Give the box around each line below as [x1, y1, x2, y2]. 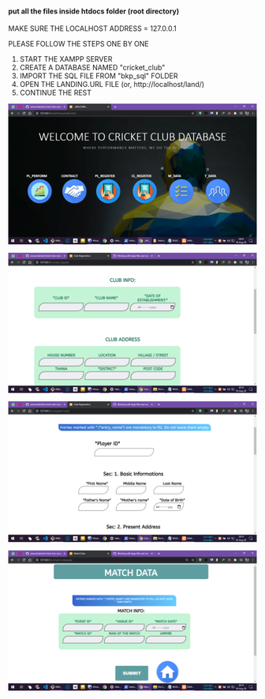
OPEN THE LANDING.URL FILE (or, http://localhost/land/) [19, 80, 205, 89]
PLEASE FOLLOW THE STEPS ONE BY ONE [8, 39, 150, 49]
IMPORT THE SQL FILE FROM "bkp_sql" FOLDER [19, 71, 178, 81]
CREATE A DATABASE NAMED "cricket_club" [19, 63, 166, 73]
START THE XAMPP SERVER [19, 54, 113, 64]
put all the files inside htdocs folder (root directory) [8, 6, 180, 16]
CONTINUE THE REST [19, 88, 92, 98]
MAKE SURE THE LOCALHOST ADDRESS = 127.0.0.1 [8, 24, 177, 33]
